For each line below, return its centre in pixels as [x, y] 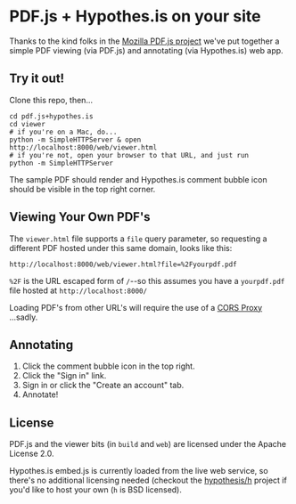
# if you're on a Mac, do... [63, 132]
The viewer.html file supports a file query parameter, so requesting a [138, 239]
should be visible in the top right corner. [82, 189]
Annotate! [40, 394]
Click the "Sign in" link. [64, 376]
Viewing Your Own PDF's [80, 217]
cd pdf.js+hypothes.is [51, 116]
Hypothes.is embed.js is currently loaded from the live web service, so [139, 471]
